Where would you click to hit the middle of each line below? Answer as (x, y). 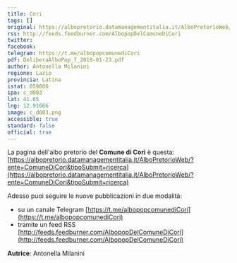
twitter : (20, 40)
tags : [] (20, 21)
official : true (30, 132)
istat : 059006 (28, 86)
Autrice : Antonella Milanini (46, 253)
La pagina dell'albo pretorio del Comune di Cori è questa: (91, 152)
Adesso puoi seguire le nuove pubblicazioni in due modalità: (95, 196)
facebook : (22, 47)
